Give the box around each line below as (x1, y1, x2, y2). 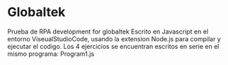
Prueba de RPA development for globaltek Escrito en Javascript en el (7, 27, 209, 36)
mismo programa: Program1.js (7, 50, 94, 58)
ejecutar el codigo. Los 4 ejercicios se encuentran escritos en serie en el (7, 42, 220, 50)
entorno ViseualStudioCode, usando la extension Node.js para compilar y (7, 34, 221, 43)
